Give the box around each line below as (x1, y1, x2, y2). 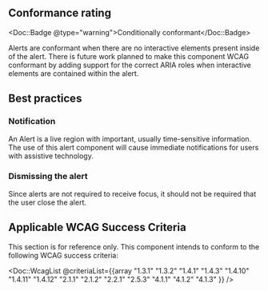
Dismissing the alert (8, 171, 88, 182)
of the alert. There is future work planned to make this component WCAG (8, 51, 250, 61)
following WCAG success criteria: (8, 250, 118, 260)
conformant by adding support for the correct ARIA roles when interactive (8, 60, 252, 70)
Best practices (8, 92, 82, 106)
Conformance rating (8, 6, 112, 20)
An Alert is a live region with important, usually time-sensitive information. (8, 134, 252, 143)
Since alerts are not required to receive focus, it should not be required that (8, 189, 257, 198)
